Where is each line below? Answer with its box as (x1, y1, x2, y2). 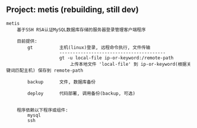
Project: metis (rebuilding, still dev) (6, 5, 139, 15)
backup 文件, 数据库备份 (27, 79, 96, 85)
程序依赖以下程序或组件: (17, 107, 68, 113)
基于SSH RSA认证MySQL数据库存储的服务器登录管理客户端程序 (17, 27, 147, 33)
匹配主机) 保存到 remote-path (14, 68, 84, 73)
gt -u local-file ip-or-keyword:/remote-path (59, 55, 174, 61)
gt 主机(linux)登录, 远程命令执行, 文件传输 (27, 44, 151, 50)
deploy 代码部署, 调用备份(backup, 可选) (27, 90, 135, 97)
